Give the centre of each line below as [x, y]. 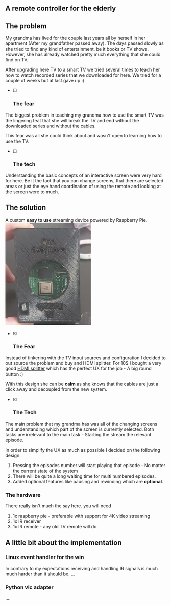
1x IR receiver [27, 521]
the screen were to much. [32, 192]
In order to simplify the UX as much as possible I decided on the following [83, 450]
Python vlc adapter [29, 587]
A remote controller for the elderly [61, 8]
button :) [14, 374]
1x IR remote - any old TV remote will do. [55, 527]
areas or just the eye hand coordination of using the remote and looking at [83, 186]
